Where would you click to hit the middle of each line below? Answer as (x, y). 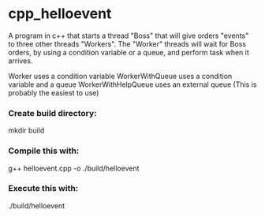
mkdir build (26, 130)
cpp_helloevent (60, 14)
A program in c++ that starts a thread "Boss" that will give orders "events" (129, 36)
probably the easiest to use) (54, 92)
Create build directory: (52, 113)
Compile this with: (44, 151)
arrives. (21, 61)
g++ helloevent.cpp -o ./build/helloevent (74, 168)
